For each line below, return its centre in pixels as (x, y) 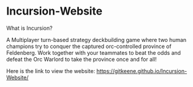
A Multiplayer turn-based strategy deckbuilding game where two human (96, 40)
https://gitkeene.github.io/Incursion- (141, 71)
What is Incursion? (29, 28)
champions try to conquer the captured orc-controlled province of (89, 46)
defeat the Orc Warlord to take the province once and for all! (82, 59)
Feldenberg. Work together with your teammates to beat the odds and (93, 52)
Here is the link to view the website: (51, 71)
